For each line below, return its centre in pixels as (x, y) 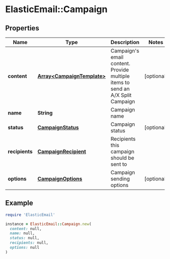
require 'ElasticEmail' (30, 215)
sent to (119, 164)
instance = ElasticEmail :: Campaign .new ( (49, 224)
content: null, (26, 229)
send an (120, 89)
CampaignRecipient (62, 152)
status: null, (25, 238)
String (45, 113)
